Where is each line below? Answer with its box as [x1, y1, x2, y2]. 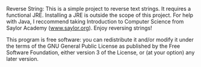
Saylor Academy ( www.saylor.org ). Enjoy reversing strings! [6, 24, 152, 31]
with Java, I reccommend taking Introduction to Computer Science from [6, 18, 184, 25]
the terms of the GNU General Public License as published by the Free [6, 42, 181, 49]
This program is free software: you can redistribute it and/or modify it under [6, 36, 194, 43]
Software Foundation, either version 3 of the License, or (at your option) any [6, 49, 195, 56]
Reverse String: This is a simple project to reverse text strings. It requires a [6, 5, 191, 12]
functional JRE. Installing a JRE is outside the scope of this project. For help [6, 11, 194, 19]
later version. [6, 56, 39, 62]
